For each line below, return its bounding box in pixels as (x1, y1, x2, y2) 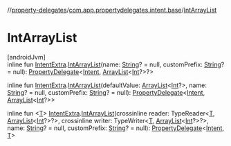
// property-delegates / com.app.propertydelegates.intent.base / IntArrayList (7, 6, 217, 14)
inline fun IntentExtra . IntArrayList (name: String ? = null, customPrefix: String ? (7, 60, 225, 69)
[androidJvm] (7, 53, 46, 61)
